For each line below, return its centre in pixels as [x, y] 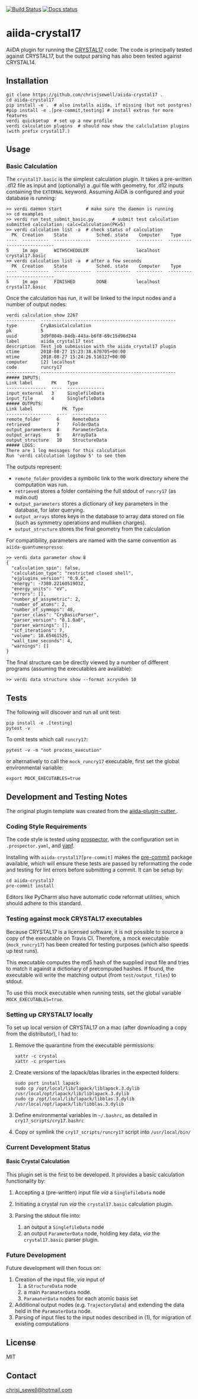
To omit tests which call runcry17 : [47, 739]
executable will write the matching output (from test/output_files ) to [91, 975]
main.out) [26, 497]
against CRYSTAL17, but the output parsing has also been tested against [94, 56]
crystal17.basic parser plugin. [61, 1240]
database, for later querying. [49, 510]
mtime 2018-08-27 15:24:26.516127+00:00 [66, 357]
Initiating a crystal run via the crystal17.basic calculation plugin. [94, 1204]
